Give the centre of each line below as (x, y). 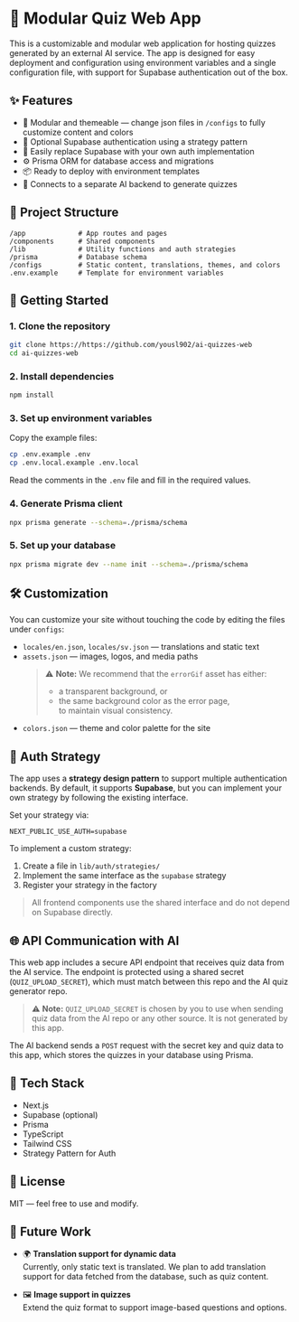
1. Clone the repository (60, 326)
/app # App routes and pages (89, 233)
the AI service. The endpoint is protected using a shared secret (126, 972)
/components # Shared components (82, 241)
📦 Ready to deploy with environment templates (111, 171)
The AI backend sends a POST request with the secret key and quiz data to (147, 1045)
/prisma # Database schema (78, 257)
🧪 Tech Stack (47, 1083)
